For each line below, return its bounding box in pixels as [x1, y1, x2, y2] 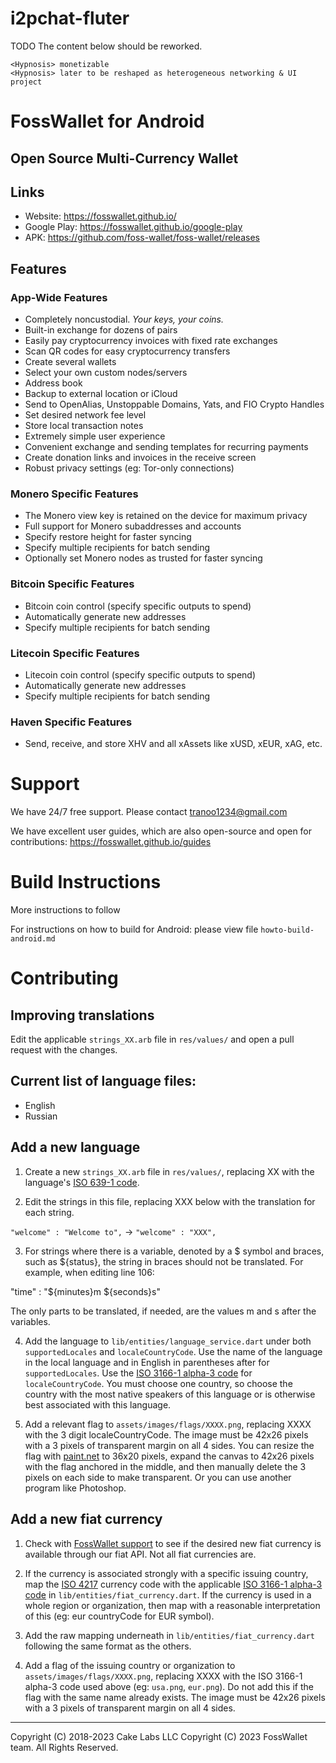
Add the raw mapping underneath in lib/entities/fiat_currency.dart [24, 1629, 315, 1641]
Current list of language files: [10, 1073, 197, 1090]
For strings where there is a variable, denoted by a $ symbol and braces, [24, 1245, 325, 1257]
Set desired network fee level [24, 409, 147, 421]
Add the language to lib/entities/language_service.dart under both [24, 1335, 312, 1347]
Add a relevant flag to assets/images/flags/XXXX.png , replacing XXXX [24, 1418, 312, 1430]
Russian [24, 1110, 58, 1122]
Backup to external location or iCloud [24, 388, 178, 400]
